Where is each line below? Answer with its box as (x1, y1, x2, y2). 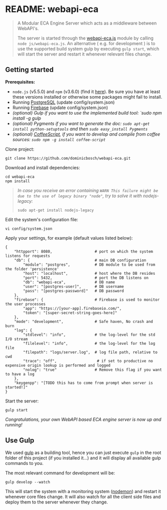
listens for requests (5, 253, 50, 258)
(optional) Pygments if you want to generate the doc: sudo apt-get (12, 120, 150, 126)
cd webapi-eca (5, 174, 35, 179)
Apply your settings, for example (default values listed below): (5, 235, 133, 241)
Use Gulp (5, 436, 34, 445)
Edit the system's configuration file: (5, 216, 78, 222)
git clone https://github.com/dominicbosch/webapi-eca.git (5, 156, 131, 161)
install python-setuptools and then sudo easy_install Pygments (12, 126, 148, 132)
